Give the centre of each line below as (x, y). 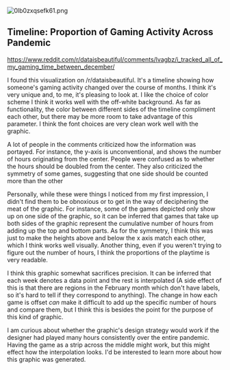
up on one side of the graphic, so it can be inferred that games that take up (113, 216)
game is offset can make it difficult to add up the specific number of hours (112, 302)
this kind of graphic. (35, 316)
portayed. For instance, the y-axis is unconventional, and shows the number (114, 152)
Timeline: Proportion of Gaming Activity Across (110, 32)
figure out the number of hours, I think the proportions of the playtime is (108, 252)
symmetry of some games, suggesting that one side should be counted (108, 173)
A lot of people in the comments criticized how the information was (102, 144)
